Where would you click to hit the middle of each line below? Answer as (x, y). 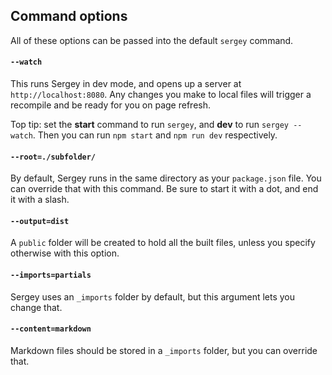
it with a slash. (40, 200)
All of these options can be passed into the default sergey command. (152, 40)
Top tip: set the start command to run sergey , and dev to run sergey (150, 125)
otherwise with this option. (65, 253)
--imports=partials (51, 275)
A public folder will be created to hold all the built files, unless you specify (163, 243)
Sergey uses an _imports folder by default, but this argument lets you (153, 296)
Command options (69, 16)
